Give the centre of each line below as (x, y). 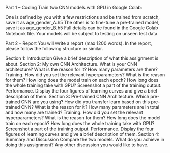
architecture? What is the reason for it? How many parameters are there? (81, 69)
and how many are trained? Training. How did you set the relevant (74, 112)
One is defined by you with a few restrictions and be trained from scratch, (83, 17)
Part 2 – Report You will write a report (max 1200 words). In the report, (79, 43)
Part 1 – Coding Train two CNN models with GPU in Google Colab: (74, 7)
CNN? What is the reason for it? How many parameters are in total (90, 107)
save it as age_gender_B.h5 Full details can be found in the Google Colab (82, 28)
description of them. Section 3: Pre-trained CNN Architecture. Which (77, 96)
